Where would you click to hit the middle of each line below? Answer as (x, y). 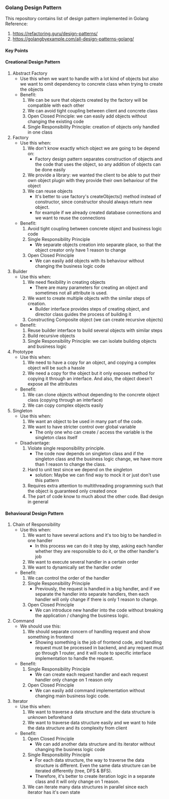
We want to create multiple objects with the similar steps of (89, 298)
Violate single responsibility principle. (66, 448)
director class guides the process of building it (83, 315)
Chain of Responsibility (36, 525)
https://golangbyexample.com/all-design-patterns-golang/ (73, 39)
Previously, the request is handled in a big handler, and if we (97, 589)
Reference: (17, 24)
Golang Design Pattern (33, 8)
